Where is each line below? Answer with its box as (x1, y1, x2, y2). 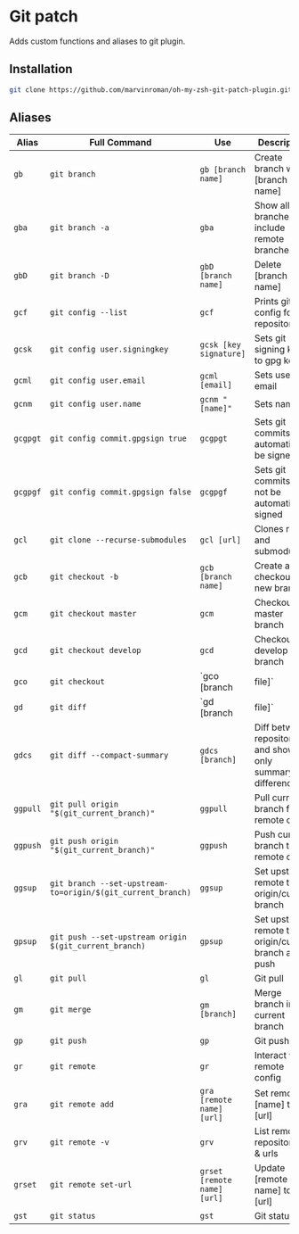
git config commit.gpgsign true (50, 434, 187, 443)
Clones (254, 523, 285, 535)
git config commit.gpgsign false (50, 487, 191, 497)
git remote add (50, 1099, 114, 1110)
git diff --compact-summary (50, 750, 169, 760)
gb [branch (199, 165, 246, 175)
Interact (254, 1049, 287, 1062)
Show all (254, 199, 290, 211)
